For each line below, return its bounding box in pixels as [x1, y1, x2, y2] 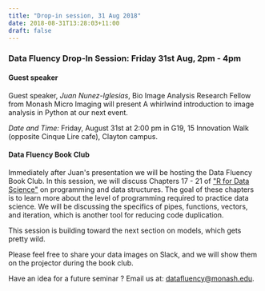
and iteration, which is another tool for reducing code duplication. [8, 209, 224, 220]
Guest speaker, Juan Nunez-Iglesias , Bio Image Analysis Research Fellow [8, 90, 251, 100]
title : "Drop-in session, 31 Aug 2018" [8, 11, 142, 20]
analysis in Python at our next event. [8, 107, 128, 117]
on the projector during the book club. [8, 257, 134, 268]
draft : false [8, 26, 52, 34]
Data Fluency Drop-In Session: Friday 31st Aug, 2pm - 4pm [8, 53, 242, 64]
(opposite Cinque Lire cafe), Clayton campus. [8, 131, 159, 141]
